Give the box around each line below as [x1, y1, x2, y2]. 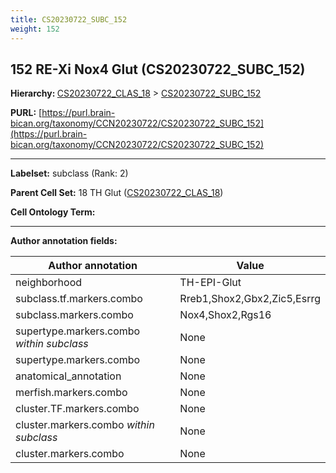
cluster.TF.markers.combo [15, 402, 140, 416]
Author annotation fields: [10, 235, 118, 247]
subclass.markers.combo [15, 308, 134, 322]
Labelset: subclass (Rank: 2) [10, 167, 129, 180]
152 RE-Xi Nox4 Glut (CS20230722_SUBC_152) [10, 61, 306, 78]
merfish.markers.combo [15, 386, 128, 400]
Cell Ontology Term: [10, 206, 96, 218]
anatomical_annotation [15, 369, 122, 383]
